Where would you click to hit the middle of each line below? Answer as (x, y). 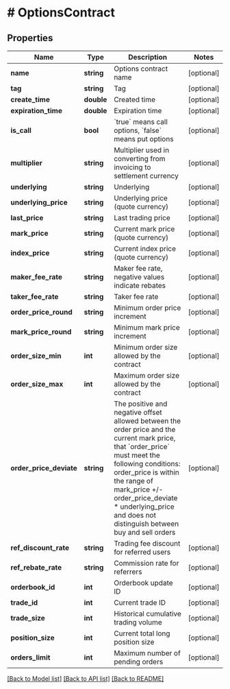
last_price (27, 218)
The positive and (141, 404)
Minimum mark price (147, 327)
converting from (140, 159)
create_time (30, 99)
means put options (144, 139)
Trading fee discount (147, 543)
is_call (21, 130)
